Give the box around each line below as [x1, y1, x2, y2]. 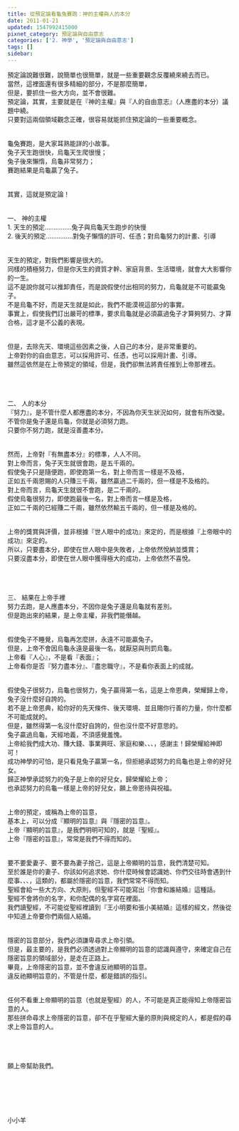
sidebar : [7, 51, 33, 58]
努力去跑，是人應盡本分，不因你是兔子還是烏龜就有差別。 [7, 602, 176, 610]
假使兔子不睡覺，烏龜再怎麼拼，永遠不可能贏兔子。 [7, 635, 157, 643]
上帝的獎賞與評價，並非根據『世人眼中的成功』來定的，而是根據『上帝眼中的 [7, 527, 232, 536]
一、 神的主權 [7, 214, 47, 222]
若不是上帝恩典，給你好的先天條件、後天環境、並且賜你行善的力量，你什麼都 [7, 703, 232, 712]
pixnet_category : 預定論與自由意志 [7, 30, 105, 38]
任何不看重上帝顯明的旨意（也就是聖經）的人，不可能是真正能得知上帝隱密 [7, 995, 225, 1004]
